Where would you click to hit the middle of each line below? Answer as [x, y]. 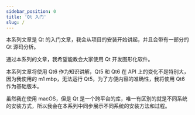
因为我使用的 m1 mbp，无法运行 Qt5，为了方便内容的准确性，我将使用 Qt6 [96, 79]
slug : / [16, 22]
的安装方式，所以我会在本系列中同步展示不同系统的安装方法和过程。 [88, 106]
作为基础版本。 [24, 86]
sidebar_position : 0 [31, 11]
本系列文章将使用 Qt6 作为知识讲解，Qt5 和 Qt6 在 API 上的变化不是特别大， [97, 72]
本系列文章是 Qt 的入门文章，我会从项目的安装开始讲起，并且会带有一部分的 [97, 40]
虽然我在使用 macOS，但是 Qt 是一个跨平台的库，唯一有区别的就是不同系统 [97, 99]
